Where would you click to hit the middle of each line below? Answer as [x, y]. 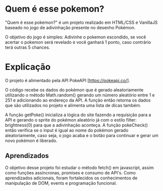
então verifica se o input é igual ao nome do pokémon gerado [67, 130]
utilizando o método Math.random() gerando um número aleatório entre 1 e [80, 95]
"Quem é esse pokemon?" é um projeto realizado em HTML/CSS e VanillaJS [81, 22]
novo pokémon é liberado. [31, 140]
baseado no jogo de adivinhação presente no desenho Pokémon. [70, 27]
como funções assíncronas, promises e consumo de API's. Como [71, 173]
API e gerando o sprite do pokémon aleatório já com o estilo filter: [71, 120]
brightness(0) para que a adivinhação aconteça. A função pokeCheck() [77, 125]
